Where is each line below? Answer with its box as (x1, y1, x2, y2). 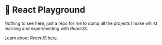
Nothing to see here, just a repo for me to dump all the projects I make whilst (4, 20, 158, 26)
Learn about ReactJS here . (4, 35, 59, 41)
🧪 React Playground (4, 4, 85, 15)
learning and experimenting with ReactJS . (4, 25, 88, 31)
